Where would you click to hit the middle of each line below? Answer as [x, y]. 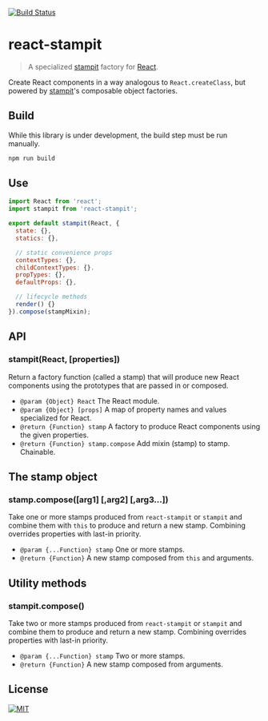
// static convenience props [64, 253]
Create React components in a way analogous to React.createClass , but [127, 82]
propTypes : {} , [41, 275]
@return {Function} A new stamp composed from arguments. [122, 664]
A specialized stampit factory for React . [93, 66]
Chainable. [38, 452]
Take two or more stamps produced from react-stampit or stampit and [125, 623]
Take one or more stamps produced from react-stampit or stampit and [125, 517]
